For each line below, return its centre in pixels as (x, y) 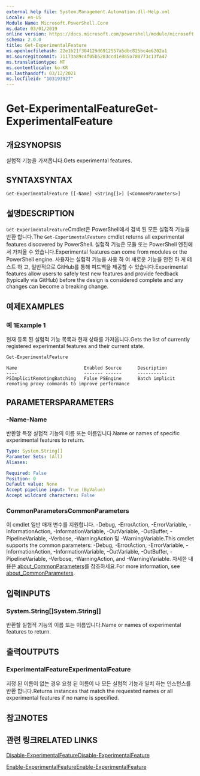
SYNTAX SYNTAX (40, 180)
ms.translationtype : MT (36, 62)
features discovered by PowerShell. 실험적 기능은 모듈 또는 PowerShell (92, 244)
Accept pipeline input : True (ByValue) (56, 490)
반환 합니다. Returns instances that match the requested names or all (90, 691)
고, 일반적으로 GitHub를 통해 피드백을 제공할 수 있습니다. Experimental (106, 267)
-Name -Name (27, 420)
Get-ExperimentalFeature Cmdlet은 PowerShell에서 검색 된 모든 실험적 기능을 (98, 229)
